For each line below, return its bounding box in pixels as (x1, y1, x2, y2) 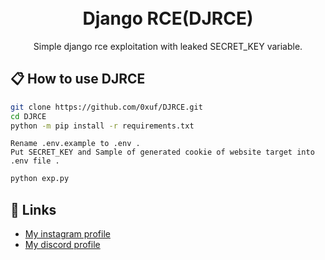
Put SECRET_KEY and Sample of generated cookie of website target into (10, 147, 315, 158)
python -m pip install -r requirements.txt (10, 121, 195, 131)
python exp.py (10, 174, 70, 184)
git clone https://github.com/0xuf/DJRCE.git (10, 102, 203, 112)
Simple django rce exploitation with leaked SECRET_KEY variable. (33, 40, 303, 52)
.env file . (10, 156, 60, 166)
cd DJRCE (10, 111, 47, 121)
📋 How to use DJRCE (10, 71, 146, 88)
